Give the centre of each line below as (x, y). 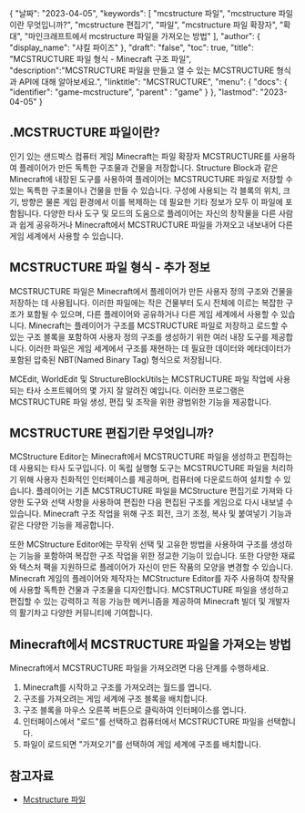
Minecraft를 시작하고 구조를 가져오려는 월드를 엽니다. (117, 687)
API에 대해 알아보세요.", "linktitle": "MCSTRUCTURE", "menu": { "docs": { (153, 82)
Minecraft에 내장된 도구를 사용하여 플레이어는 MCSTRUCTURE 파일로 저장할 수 (151, 179)
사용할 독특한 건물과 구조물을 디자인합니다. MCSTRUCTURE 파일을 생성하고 (154, 590)
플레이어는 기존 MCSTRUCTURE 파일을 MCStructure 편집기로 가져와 (160, 491)
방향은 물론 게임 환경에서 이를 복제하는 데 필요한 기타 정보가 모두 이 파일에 (152, 201)
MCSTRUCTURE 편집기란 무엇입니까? (112, 433)
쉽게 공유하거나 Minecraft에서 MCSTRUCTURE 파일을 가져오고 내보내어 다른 (156, 224)
